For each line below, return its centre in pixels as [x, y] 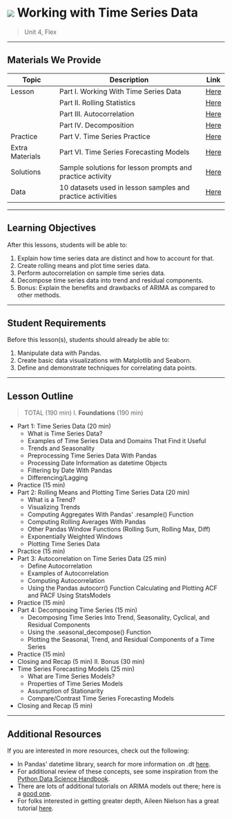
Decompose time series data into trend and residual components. [110, 280]
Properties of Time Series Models [75, 684]
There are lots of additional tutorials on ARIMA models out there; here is [119, 786]
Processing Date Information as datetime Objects [97, 463]
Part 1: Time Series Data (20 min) [64, 426]
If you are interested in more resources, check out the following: [98, 750]
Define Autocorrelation [60, 566]
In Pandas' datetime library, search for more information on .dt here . [114, 764]
